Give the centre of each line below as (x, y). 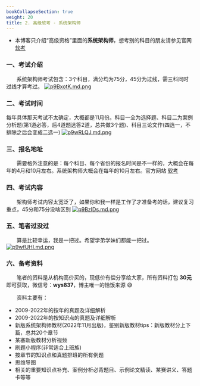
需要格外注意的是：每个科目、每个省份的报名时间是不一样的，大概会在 (103, 163)
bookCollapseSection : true (40, 12)
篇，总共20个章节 (36, 333)
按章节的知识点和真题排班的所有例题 (59, 355)
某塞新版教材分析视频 (41, 340)
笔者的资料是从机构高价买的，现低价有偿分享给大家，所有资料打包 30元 (104, 278)
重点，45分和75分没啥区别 (39, 209)
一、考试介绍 (25, 65)
